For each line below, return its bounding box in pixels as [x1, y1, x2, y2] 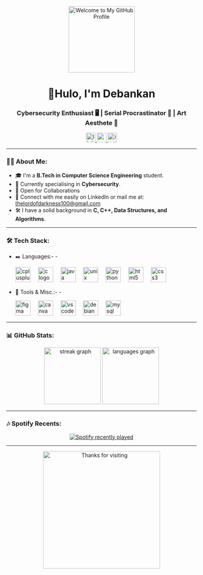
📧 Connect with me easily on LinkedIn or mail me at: [14, 193, 144, 201]
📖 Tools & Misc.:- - [14, 288, 62, 296]
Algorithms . [14, 215, 46, 222]
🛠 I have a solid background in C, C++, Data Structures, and [14, 206, 167, 214]
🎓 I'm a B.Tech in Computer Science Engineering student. [14, 171, 164, 179]
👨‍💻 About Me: [6, 158, 48, 166]
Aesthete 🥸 [85, 119, 118, 127]
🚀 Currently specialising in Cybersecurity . [14, 180, 121, 187]
